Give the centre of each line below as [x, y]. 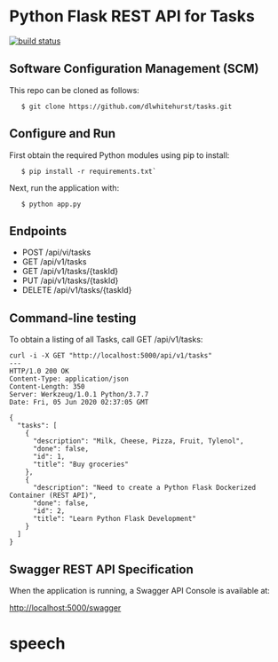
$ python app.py [51, 204]
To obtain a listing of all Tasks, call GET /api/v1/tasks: [106, 340]
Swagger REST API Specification [101, 569]
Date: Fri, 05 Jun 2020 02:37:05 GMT [79, 402]
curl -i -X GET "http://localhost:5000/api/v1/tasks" [111, 356]
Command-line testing [73, 318]
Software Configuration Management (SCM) [134, 69]
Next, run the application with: [64, 187]
